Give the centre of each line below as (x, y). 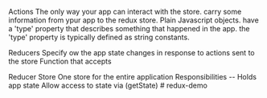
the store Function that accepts (60, 61)
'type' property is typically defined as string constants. (99, 37)
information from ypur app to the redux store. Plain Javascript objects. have (133, 20)
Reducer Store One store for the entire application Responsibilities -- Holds (133, 77)
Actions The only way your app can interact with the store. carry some (125, 12)
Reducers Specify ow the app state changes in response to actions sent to (131, 53)
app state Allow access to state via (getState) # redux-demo (108, 85)
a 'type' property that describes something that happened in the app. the (129, 29)
